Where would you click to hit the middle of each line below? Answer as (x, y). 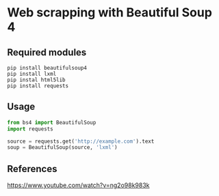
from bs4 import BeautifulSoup (52, 122)
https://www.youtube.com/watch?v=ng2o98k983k (78, 185)
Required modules (47, 52)
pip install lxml (32, 74)
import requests (30, 129)
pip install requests (38, 86)
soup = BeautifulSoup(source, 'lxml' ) (62, 148)
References (32, 169)
